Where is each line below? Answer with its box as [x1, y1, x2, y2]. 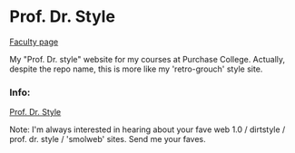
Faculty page [9, 36, 59, 47]
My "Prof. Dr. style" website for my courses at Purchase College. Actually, [9, 53, 286, 64]
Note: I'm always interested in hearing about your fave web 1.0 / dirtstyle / [9, 124, 286, 135]
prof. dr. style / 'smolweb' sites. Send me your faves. [9, 134, 206, 145]
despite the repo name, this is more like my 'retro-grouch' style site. [9, 63, 263, 74]
